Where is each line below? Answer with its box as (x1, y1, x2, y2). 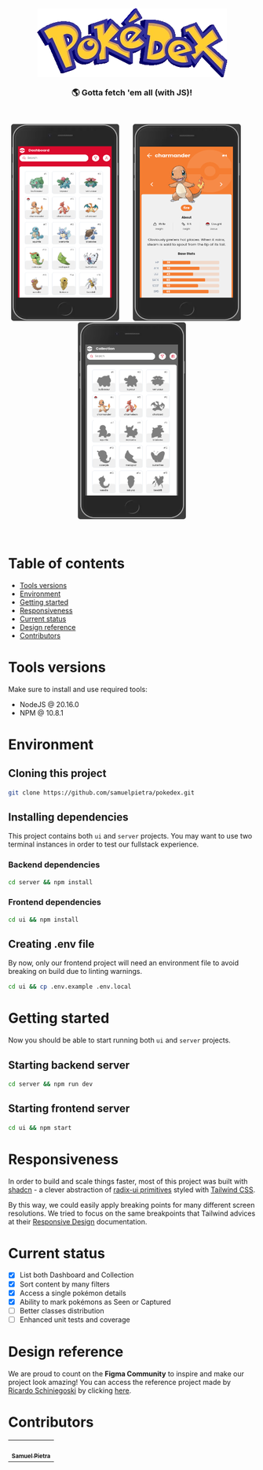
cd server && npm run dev (8, 1080, 93, 1088)
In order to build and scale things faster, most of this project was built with (8, 1176, 248, 1186)
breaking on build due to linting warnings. (8, 967, 143, 976)
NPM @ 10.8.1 (19, 708, 64, 717)
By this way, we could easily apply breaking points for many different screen (8, 1200, 255, 1209)
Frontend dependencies (8, 897, 102, 908)
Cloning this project (8, 767, 107, 780)
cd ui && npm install (8, 916, 79, 924)
